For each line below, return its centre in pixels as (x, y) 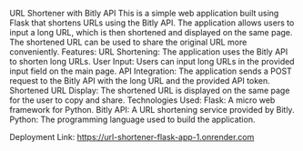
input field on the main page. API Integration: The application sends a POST (151, 71)
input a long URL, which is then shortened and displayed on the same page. (151, 32)
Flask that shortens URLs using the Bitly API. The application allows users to (152, 23)
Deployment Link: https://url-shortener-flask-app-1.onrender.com (132, 137)
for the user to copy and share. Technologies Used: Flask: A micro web (142, 100)
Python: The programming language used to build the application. (132, 119)
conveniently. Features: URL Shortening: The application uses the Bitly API (149, 52)
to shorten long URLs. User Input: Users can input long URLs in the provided (152, 61)
